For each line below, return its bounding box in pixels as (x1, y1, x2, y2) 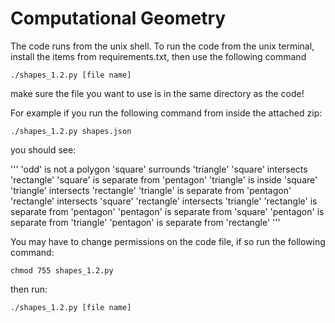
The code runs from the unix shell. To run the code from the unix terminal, (10, 40, 315, 52)
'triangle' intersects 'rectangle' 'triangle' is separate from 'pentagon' (10, 184, 292, 196)
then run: (10, 283, 48, 295)
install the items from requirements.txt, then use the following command (10, 50, 307, 62)
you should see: (10, 143, 77, 156)
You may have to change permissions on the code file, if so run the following (10, 235, 326, 247)
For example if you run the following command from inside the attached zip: (10, 107, 323, 119)
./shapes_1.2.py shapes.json (10, 126, 132, 136)
